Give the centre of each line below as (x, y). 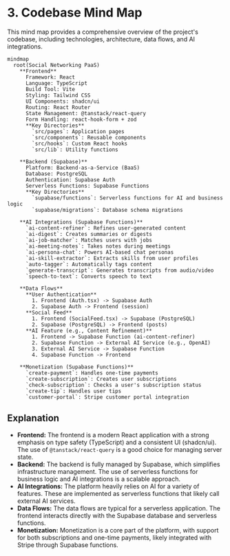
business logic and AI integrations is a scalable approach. (99, 479)
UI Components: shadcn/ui (62, 101)
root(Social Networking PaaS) (56, 65)
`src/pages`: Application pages (79, 131)
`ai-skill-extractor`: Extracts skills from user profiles (112, 258)
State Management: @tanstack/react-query (86, 113)
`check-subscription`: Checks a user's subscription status (113, 385)
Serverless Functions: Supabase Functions (87, 186)
